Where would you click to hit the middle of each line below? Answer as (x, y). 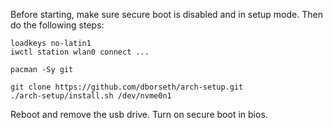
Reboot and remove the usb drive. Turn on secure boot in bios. (139, 114)
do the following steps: (57, 25)
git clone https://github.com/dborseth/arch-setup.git (127, 87)
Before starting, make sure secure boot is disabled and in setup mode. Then (166, 14)
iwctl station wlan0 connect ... (80, 52)
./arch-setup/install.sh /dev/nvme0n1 (91, 96)
